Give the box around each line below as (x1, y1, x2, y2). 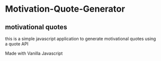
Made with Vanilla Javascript (5, 50, 63, 56)
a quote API (5, 41, 28, 47)
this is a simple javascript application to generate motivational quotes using (5, 36, 156, 41)
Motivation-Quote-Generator (5, 3, 125, 15)
